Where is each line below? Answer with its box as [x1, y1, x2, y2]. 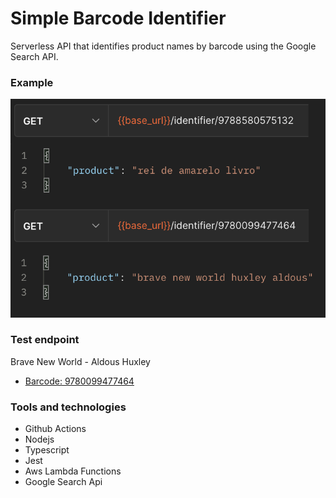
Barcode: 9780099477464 [24, 375, 135, 387]
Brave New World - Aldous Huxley [10, 355, 151, 367]
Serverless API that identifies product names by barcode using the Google [10, 40, 317, 52]
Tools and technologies [10, 400, 127, 414]
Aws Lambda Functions [24, 465, 122, 477]
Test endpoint [10, 333, 80, 347]
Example [10, 75, 54, 89]
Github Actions [24, 423, 87, 435]
